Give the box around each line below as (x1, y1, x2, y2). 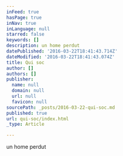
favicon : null (12, 99, 47, 105)
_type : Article (6, 122, 45, 128)
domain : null (12, 88, 45, 94)
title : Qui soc (6, 59, 45, 65)
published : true (6, 110, 47, 116)
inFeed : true (6, 8, 39, 15)
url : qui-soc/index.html (6, 115, 69, 122)
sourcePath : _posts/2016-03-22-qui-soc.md (6, 104, 115, 111)
